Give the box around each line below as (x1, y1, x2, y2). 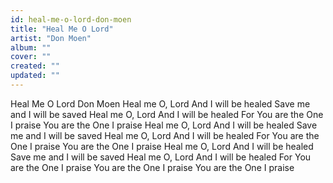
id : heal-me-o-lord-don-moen (10, 14, 132, 25)
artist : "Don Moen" (10, 33, 92, 43)
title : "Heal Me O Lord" (10, 24, 114, 34)
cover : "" (10, 52, 52, 62)
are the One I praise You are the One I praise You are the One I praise (10, 161, 295, 173)
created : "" (10, 61, 60, 71)
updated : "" (10, 71, 60, 81)
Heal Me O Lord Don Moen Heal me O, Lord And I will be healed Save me (10, 97, 311, 110)
